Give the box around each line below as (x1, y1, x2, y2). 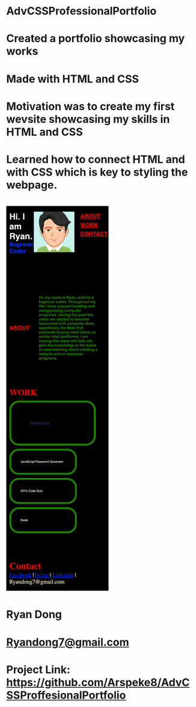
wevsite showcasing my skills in (6, 112, 170, 126)
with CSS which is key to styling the (6, 165, 188, 179)
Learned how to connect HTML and (6, 152, 185, 166)
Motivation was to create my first (6, 99, 175, 113)
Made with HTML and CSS (6, 72, 139, 85)
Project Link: (6, 663, 71, 676)
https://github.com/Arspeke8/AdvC (6, 675, 190, 689)
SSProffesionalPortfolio (6, 688, 126, 702)
